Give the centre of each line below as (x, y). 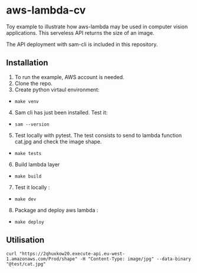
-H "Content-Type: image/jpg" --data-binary (136, 259)
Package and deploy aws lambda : (56, 210)
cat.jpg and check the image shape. (58, 142)
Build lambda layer (37, 164)
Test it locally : (32, 187)
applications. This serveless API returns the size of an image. (80, 32)
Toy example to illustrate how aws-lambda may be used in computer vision (97, 27)
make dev (25, 199)
